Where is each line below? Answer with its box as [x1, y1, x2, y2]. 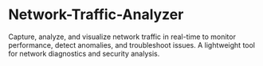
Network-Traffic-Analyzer [8, 6, 184, 24]
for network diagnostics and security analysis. [8, 49, 160, 58]
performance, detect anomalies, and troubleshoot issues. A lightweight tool [8, 40, 256, 49]
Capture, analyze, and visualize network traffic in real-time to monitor [8, 32, 237, 41]
